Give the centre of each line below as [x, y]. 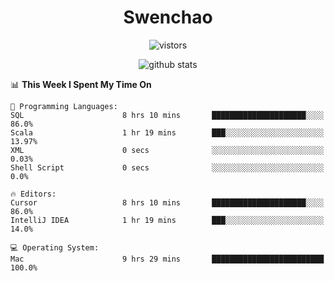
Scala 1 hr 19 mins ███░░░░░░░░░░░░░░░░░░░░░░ [167, 132]
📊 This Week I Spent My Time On [81, 84]
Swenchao [168, 17]
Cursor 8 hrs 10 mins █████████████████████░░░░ [167, 202]
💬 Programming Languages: [64, 106]
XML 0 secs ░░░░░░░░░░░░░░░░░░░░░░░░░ [167, 150]
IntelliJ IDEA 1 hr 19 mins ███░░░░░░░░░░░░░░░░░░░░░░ [167, 220]
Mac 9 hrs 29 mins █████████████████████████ [167, 259]
